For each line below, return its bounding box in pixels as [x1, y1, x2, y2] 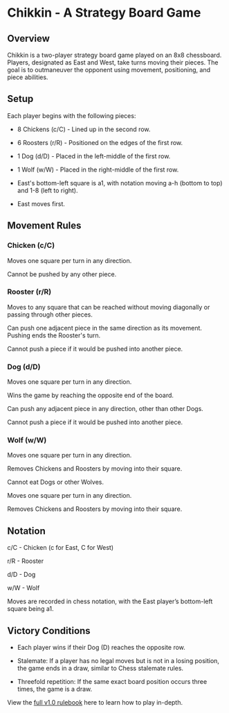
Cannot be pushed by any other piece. [7, 269, 117, 278]
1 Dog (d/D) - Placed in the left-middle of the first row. [17, 151, 171, 160]
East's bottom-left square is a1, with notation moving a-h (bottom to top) [17, 178, 223, 187]
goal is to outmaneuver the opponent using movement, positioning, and [7, 66, 211, 74]
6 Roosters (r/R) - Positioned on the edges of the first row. [17, 138, 183, 146]
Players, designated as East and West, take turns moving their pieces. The [7, 58, 219, 67]
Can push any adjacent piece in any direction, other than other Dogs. [7, 405, 204, 413]
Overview [7, 33, 51, 44]
